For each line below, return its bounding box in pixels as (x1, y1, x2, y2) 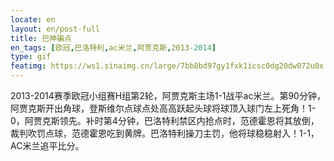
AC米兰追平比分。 (10, 140, 85, 151)
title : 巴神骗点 (10, 33, 72, 43)
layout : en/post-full (10, 24, 101, 34)
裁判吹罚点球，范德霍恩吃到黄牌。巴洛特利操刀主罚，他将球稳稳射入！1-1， (10, 127, 320, 139)
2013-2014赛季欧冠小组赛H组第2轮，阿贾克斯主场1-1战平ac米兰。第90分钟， (10, 90, 326, 101)
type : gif (10, 52, 52, 62)
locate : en (10, 14, 56, 25)
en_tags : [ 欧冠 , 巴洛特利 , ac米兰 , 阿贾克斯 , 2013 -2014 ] (10, 42, 217, 53)
